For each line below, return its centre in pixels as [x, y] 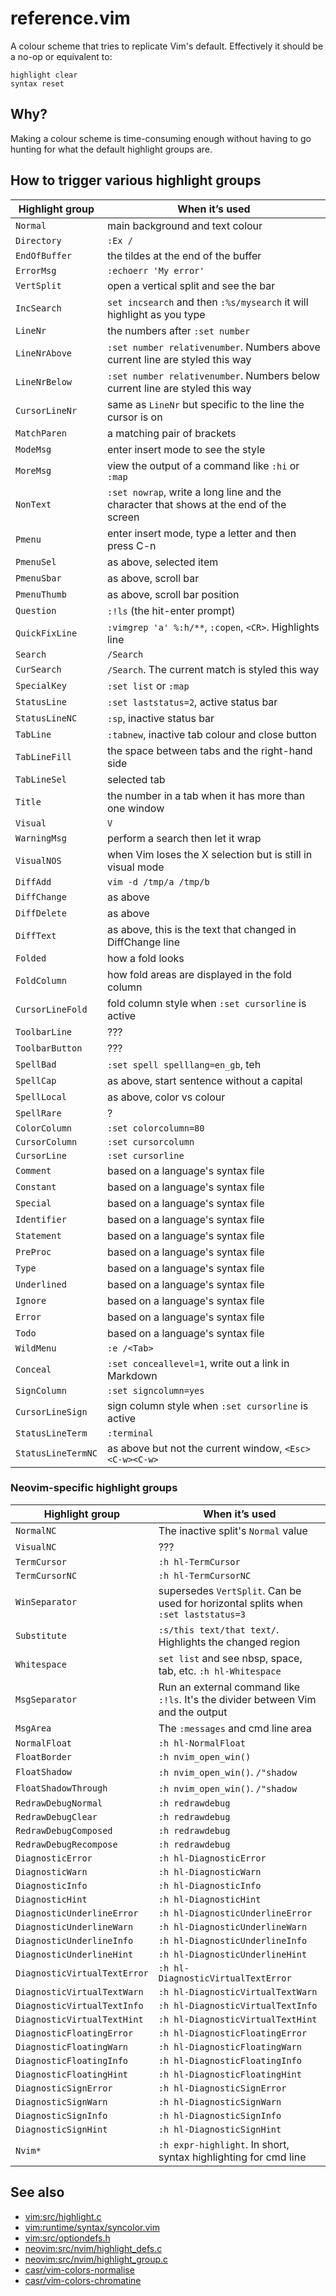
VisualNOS [38, 860]
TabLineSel [41, 779]
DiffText [36, 935]
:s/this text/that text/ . [219, 1629]
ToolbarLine [44, 1031]
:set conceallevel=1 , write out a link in [198, 1363]
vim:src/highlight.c [63, 2216]
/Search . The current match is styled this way [213, 669]
